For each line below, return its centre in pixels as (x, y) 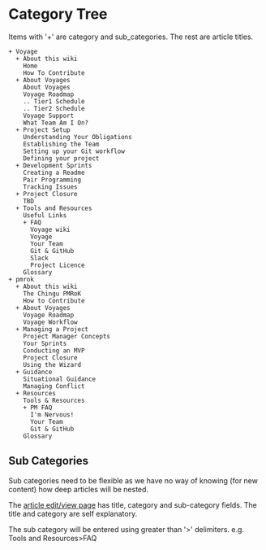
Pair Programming (52, 180)
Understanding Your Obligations (77, 137)
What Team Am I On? (56, 123)
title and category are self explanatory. (73, 513)
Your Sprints (45, 343)
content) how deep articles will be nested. (78, 489)
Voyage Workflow (51, 322)
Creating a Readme (54, 172)
